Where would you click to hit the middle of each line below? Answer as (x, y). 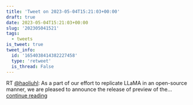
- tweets (22, 39)
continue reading (27, 96)
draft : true (21, 17)
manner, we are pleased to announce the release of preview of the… (89, 90)
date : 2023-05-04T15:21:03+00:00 (47, 22)
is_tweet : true (25, 45)
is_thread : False (33, 66)
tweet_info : (21, 50)
